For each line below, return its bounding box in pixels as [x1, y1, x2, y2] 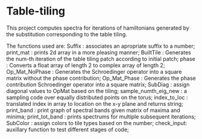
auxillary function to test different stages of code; [6, 126, 130, 133]
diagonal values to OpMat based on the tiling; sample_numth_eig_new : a [6, 87, 188, 94]
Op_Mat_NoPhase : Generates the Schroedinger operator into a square [6, 68, 182, 75]
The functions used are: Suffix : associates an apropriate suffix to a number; [6, 42, 195, 50]
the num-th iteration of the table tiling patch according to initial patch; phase [6, 55, 196, 62]
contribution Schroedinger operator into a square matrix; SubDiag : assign [6, 80, 190, 88]
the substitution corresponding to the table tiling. [6, 30, 128, 37]
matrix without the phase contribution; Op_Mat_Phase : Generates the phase [6, 74, 196, 82]
